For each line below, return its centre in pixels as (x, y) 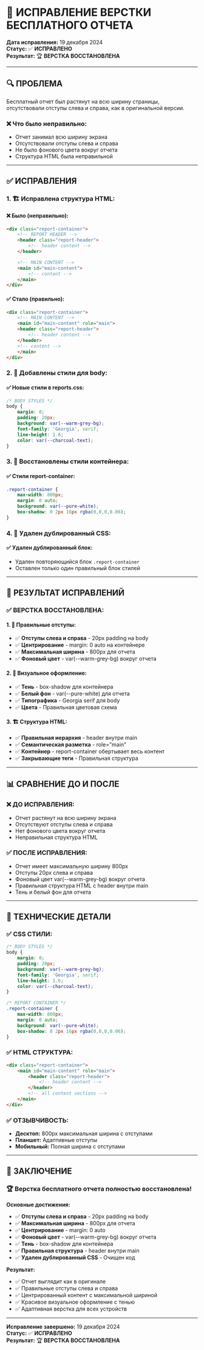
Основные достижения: (39, 1205)
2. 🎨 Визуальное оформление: (46, 673)
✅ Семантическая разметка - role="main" (71, 744)
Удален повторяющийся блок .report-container (77, 562)
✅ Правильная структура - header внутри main (77, 1250)
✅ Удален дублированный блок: (49, 548)
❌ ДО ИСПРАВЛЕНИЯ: (40, 804)
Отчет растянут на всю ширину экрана (66, 818)
